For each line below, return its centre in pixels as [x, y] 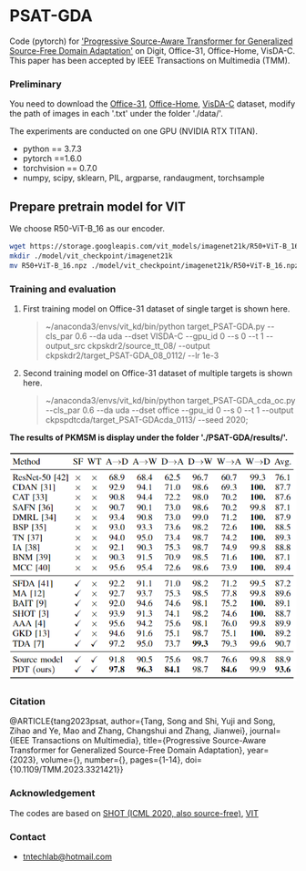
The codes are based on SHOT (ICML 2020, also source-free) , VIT [134, 813]
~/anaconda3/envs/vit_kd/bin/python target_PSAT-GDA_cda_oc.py [170, 400]
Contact [28, 836]
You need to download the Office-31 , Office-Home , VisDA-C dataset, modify [153, 104]
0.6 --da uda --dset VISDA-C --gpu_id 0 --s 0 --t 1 [169, 336]
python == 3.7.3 [52, 149]
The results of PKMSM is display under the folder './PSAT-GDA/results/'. [149, 437]
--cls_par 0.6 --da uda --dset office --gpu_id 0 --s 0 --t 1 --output [169, 410]
